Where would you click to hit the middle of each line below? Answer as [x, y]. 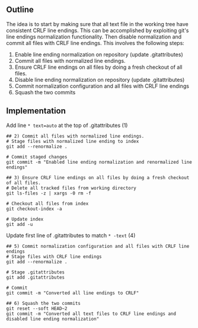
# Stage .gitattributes [36, 272]
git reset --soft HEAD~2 [37, 308]
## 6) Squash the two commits [44, 303]
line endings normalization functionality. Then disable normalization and [94, 36]
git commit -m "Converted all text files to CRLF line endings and [91, 314]
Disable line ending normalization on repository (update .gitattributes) [100, 79]
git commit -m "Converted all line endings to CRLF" [73, 293]
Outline [20, 10]
